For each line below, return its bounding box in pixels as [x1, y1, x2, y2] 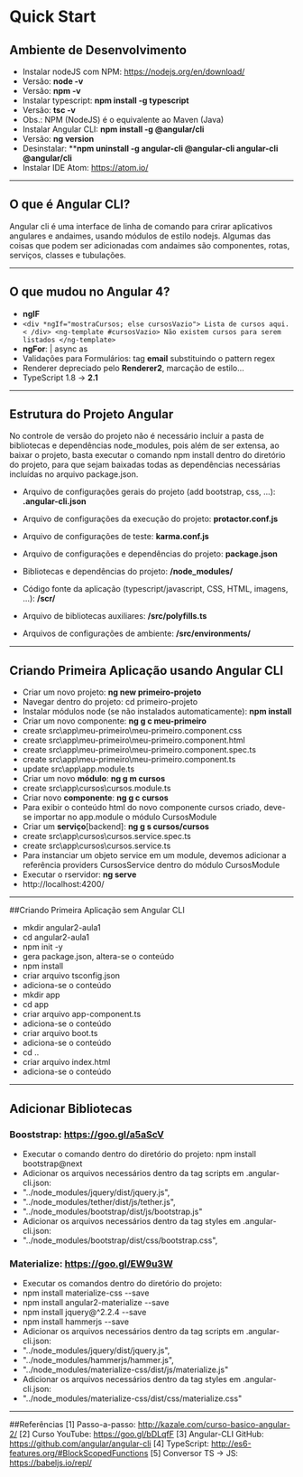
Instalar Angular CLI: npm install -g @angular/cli [22, 124, 205, 135]
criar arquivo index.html [22, 1057, 111, 1068]
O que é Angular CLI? [9, 197, 131, 212]
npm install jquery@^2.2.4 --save [22, 1307, 147, 1318]
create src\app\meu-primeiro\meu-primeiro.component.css [22, 725, 243, 736]
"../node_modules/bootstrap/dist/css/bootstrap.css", [22, 1235, 218, 1246]
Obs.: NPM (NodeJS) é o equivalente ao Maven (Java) [22, 115, 225, 125]
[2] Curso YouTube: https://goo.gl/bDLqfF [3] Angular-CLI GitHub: [19, 1429, 264, 1440]
